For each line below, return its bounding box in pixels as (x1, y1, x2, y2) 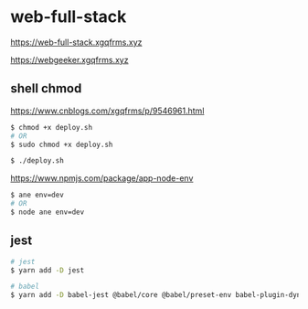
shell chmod (10, 80, 82, 97)
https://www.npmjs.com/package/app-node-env (10, 173, 194, 184)
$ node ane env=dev (10, 208, 85, 217)
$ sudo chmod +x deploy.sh (10, 140, 113, 149)
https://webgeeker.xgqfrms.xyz (10, 54, 129, 65)
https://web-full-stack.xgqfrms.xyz (10, 37, 143, 48)
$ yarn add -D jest (10, 265, 85, 275)
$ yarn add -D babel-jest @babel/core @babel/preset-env (10, 291, 232, 300)
